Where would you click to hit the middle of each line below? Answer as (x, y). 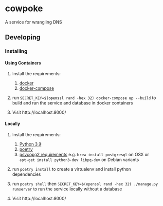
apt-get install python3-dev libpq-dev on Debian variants (79, 160)
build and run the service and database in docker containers (72, 103)
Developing (23, 37)
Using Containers (23, 63)
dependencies (27, 174)
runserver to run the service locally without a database (67, 189)
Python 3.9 (30, 144)
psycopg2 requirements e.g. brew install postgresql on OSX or (84, 154)
